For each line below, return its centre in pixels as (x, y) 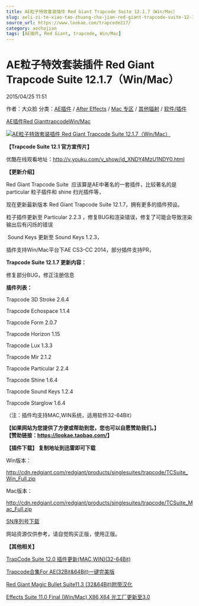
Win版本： (19, 461)
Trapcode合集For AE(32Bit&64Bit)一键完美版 (60, 572)
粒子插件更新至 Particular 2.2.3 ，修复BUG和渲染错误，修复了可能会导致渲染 (99, 217)
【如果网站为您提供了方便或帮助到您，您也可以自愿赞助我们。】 (83, 428)
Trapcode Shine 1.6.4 (32, 380)
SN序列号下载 (23, 521)
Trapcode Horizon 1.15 (33, 334)
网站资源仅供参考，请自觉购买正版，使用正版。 (63, 534)
